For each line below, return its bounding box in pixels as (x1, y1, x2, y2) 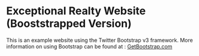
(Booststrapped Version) (6, 17, 132, 30)
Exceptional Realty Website (6, 4, 146, 18)
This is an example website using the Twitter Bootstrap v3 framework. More (6, 36, 193, 43)
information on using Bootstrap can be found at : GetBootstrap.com (6, 43, 173, 50)
